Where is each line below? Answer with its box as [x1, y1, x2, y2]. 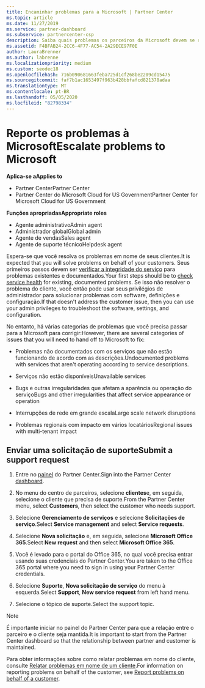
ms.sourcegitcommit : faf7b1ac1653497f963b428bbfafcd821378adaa [6, 77, 171, 83]
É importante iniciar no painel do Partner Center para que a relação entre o [6, 624, 194, 632]
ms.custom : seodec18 [6, 65, 59, 72]
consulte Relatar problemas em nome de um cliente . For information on [6, 662, 184, 670]
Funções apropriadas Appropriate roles [6, 209, 107, 216]
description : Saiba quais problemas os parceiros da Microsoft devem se [6, 37, 195, 43]
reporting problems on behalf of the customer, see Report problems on [6, 668, 184, 676]
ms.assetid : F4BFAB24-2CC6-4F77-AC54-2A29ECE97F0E [6, 43, 138, 50]
